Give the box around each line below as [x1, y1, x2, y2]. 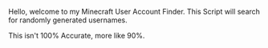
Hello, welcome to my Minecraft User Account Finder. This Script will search [8, 7, 261, 16]
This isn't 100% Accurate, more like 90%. [8, 31, 145, 40]
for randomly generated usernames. [8, 15, 128, 25]
